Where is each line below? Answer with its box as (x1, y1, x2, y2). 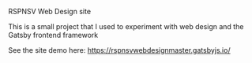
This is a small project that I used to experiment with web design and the (8, 22, 244, 31)
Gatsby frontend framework (8, 31, 99, 39)
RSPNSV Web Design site (8, 7, 92, 16)
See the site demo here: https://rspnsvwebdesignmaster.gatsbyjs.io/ (8, 46, 231, 54)
